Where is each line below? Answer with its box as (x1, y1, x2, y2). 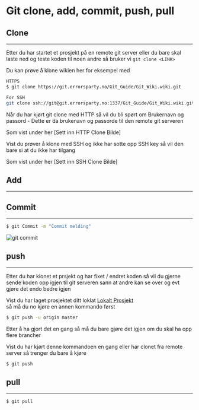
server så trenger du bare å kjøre (6, 349, 87, 357)
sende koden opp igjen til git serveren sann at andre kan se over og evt (6, 279, 180, 286)
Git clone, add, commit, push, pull (6, 4, 175, 18)
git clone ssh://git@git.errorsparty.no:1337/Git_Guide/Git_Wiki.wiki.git (6, 100, 195, 106)
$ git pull (6, 399, 33, 405)
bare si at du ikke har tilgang (6, 147, 76, 154)
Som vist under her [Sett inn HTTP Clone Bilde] (6, 129, 121, 136)
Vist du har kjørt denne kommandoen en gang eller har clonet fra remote (6, 343, 183, 350)
